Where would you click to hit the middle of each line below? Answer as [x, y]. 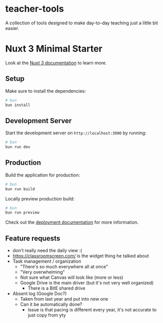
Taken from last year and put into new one [64, 299]
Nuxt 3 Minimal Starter [54, 49]
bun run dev [18, 147]
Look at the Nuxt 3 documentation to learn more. [56, 63]
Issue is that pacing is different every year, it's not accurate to [92, 310]
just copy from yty [47, 315]
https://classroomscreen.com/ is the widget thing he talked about [81, 256]
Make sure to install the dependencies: [46, 91]
